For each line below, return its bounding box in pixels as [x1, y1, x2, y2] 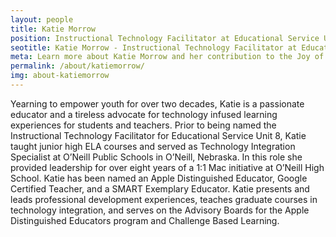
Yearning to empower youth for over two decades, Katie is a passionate [10, 97, 305, 110]
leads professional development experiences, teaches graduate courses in [10, 193, 318, 205]
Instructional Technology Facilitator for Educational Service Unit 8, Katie [10, 129, 307, 141]
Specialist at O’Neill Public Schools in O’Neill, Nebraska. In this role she [10, 151, 303, 163]
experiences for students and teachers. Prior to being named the [10, 119, 277, 131]
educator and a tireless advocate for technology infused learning [10, 108, 278, 120]
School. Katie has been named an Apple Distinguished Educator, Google [10, 172, 308, 184]
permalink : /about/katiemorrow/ [10, 61, 145, 71]
